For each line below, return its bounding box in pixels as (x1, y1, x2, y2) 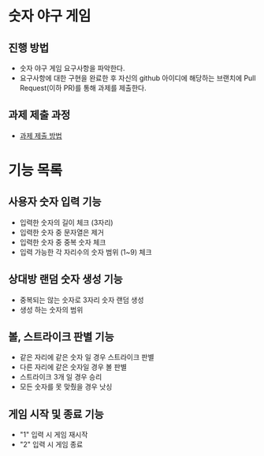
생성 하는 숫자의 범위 (19, 305, 84, 314)
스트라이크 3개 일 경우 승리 (19, 372, 102, 382)
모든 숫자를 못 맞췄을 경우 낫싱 (19, 382, 113, 391)
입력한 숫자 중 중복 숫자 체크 (19, 237, 106, 247)
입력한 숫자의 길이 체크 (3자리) (19, 218, 113, 227)
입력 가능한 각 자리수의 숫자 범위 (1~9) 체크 (19, 247, 152, 256)
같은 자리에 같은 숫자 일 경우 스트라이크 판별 (19, 353, 155, 362)
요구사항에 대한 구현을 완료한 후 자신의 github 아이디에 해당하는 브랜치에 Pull (19, 73, 256, 83)
